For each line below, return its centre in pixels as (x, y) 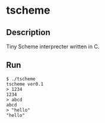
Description (28, 32)
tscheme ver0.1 (25, 84)
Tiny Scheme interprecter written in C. (53, 46)
